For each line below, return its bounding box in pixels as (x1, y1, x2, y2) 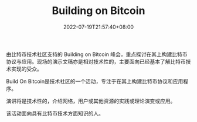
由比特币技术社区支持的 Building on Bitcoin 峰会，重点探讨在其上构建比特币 (6, 51, 188, 58)
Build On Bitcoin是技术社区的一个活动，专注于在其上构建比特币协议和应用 (6, 78, 184, 85)
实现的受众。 (11, 65, 42, 72)
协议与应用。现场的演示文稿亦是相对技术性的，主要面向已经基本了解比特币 (6, 58, 186, 65)
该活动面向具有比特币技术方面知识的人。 (6, 110, 104, 117)
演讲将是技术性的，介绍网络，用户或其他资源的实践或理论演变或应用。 (6, 97, 176, 104)
